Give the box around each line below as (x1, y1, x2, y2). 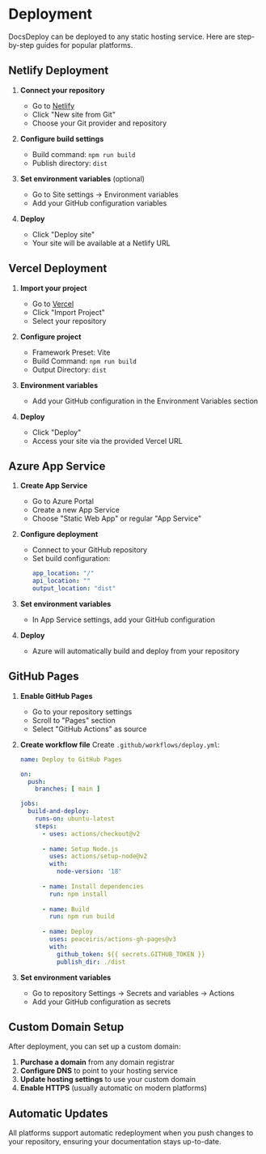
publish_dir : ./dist (56, 957, 126, 966)
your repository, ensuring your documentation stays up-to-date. (8, 1137, 222, 1147)
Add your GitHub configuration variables (32, 198, 167, 207)
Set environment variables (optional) (19, 173, 146, 183)
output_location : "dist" (32, 585, 116, 593)
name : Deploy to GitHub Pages (19, 755, 123, 764)
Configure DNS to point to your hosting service (19, 1066, 178, 1075)
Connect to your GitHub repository (32, 545, 148, 555)
